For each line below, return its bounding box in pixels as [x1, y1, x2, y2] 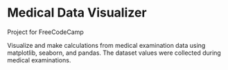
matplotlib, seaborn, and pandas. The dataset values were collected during [7, 49, 222, 57]
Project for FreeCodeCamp [7, 28, 85, 36]
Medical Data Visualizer [7, 5, 147, 21]
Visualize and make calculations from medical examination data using [7, 41, 206, 49]
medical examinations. [7, 55, 71, 64]
